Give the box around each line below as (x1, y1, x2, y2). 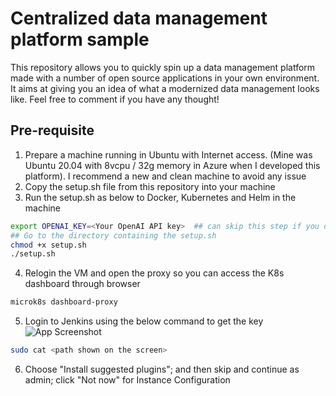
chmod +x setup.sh (10, 240, 87, 250)
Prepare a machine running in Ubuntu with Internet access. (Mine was (24, 148, 313, 161)
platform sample (10, 28, 150, 51)
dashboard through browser (24, 278, 141, 290)
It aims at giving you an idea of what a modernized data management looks (10, 82, 320, 94)
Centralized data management (10, 7, 268, 30)
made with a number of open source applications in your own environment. (10, 72, 320, 84)
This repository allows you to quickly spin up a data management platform (10, 61, 316, 73)
